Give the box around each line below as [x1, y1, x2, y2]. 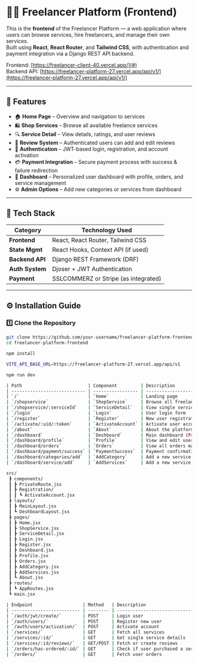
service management [14, 179, 67, 186]
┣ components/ [8, 476, 44, 481]
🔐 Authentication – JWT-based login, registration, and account [14, 145, 169, 153]
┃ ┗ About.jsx [8, 575, 44, 581]
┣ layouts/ [8, 498, 35, 504]
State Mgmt [9, 245, 43, 254]
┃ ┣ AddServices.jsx [8, 569, 60, 575]
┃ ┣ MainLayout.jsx [8, 503, 57, 509]
